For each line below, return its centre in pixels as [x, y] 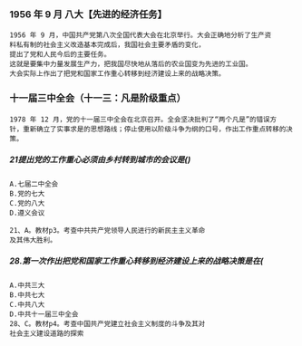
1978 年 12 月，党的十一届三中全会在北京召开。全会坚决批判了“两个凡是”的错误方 [143, 120]
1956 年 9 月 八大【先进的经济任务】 [88, 14]
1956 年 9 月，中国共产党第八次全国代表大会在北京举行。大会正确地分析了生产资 [141, 35]
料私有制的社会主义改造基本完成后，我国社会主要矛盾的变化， [107, 45]
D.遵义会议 [27, 213]
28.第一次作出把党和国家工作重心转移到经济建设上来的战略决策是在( [136, 261]
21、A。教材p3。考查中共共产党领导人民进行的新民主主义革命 [107, 230]
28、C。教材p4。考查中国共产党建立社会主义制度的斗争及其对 [107, 323]
